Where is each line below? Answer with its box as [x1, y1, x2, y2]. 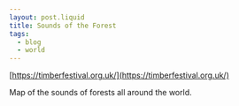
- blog [17, 37, 42, 47]
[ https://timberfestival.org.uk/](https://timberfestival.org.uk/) [9, 70, 230, 80]
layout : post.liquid [9, 12, 86, 22]
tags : [9, 29, 29, 38]
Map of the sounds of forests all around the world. [9, 87, 192, 98]
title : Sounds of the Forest [9, 21, 117, 30]
